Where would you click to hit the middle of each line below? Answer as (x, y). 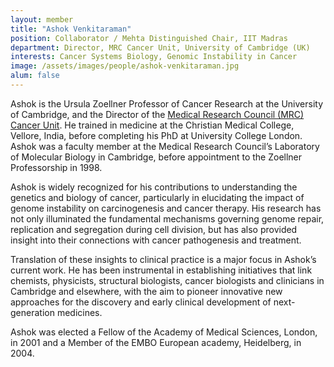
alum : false (35, 76)
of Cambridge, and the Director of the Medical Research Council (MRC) (157, 114)
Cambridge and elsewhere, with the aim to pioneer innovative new (146, 291)
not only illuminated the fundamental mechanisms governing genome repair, (167, 218)
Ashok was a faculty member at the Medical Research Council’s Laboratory (165, 146)
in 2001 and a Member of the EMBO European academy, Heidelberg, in (156, 342)
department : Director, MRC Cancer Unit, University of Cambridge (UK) (160, 47)
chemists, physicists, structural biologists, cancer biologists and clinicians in (167, 280)
